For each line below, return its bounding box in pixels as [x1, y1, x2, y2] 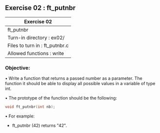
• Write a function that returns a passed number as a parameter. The [5, 75, 142, 81]
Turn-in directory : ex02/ [7, 34, 65, 41]
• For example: [5, 113, 35, 119]
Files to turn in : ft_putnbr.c [7, 42, 69, 49]
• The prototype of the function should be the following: [5, 95, 117, 101]
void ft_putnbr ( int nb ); [5, 104, 55, 109]
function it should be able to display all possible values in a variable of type [5, 81, 156, 87]
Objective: [5, 64, 30, 71]
